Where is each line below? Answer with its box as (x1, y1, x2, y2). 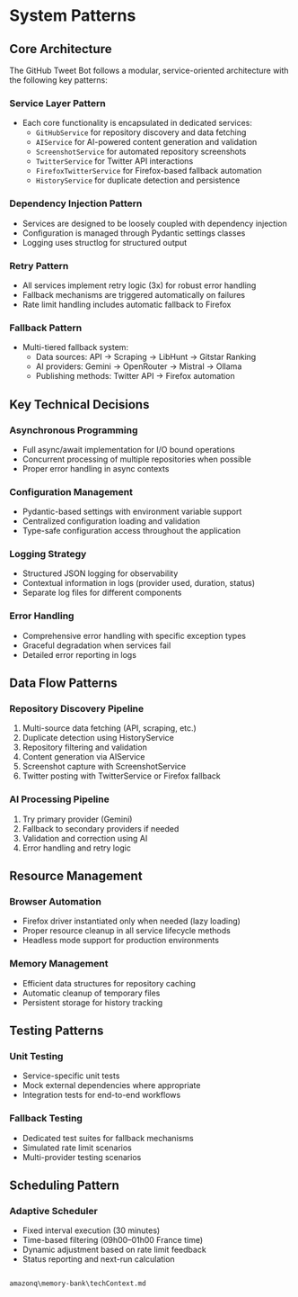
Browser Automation (9, 896, 101, 908)
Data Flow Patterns (9, 676, 118, 691)
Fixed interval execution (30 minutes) (22, 1225, 161, 1236)
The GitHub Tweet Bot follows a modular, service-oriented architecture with (9, 65, 289, 76)
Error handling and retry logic (22, 842, 132, 853)
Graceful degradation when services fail (22, 640, 171, 651)
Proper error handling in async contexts (22, 463, 170, 473)
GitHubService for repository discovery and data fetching (35, 127, 247, 138)
